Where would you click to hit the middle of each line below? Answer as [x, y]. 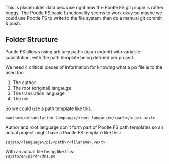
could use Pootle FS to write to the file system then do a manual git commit [84, 18]
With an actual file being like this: [40, 151]
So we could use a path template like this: [49, 108]
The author [24, 82]
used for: [15, 72]
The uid [21, 98]
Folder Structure [32, 39]
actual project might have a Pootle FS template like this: [63, 132]
